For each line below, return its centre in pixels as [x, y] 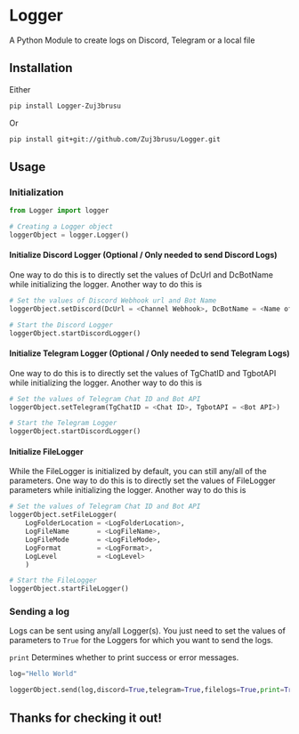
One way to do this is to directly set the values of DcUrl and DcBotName [141, 275]
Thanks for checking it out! [86, 718]
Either [20, 89]
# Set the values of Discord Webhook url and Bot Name [113, 301]
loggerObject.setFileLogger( [63, 515]
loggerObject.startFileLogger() [69, 589]
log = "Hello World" [43, 674]
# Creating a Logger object [61, 227]
